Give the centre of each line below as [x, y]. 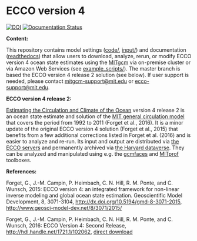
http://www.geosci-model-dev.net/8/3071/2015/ [64, 207]
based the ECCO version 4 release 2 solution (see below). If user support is [98, 75]
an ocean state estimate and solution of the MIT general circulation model [95, 116]
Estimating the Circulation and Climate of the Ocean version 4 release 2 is [96, 110]
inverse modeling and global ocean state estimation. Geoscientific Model [94, 195]
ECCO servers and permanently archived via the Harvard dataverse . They [95, 148]
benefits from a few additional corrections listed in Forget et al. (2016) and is [98, 135]
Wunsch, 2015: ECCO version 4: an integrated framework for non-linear [93, 189]
